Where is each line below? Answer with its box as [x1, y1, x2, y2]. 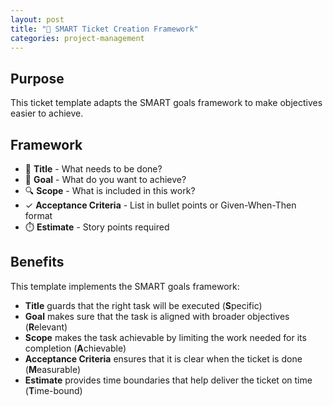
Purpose [10, 70, 65, 87]
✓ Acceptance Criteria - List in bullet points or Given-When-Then [24, 199, 297, 211]
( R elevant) [24, 321, 68, 333]
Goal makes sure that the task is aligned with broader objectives [24, 310, 290, 322]
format [24, 210, 53, 221]
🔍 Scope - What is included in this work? [24, 185, 196, 196]
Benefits [10, 254, 65, 271]
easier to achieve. [10, 107, 84, 120]
